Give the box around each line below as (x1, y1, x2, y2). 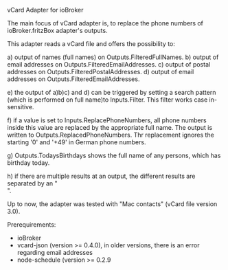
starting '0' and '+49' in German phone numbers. (7, 138, 146, 146)
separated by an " (7, 179, 58, 188)
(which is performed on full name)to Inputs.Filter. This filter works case (7, 95, 208, 104)
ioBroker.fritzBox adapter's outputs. (7, 27, 108, 34)
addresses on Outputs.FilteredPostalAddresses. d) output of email (7, 68, 194, 76)
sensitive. (7, 103, 34, 111)
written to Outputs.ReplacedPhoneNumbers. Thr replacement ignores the (7, 131, 214, 139)
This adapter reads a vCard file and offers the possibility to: (7, 40, 175, 47)
